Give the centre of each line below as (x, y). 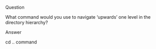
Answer (13, 32)
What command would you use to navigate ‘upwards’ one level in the (78, 17)
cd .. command (21, 42)
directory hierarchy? (27, 22)
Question (15, 7)
